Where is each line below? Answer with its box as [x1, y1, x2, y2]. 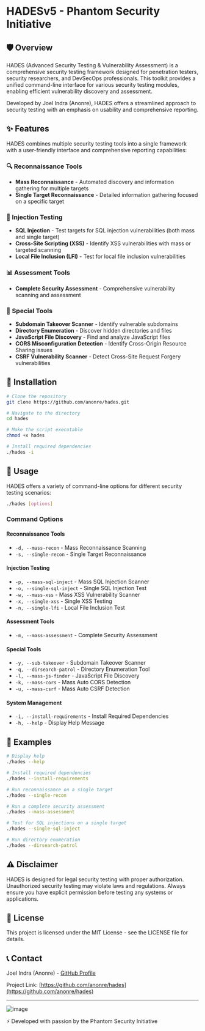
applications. [6, 895, 38, 903]
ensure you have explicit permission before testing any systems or [6, 889, 173, 896]
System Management [6, 699, 62, 706]
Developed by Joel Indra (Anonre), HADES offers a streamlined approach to [6, 100, 196, 106]
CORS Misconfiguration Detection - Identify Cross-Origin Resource [15, 340, 187, 347]
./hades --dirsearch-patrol [6, 842, 78, 848]
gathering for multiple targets [15, 185, 89, 192]
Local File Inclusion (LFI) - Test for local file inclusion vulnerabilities [15, 253, 186, 261]
